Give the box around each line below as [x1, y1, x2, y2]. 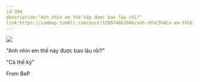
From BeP [6, 70, 30, 77]
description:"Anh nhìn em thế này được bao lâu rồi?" [6, 14, 143, 20]
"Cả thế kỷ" [6, 59, 35, 66]
